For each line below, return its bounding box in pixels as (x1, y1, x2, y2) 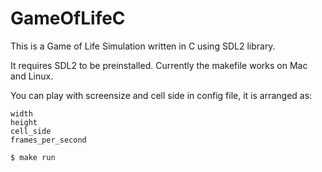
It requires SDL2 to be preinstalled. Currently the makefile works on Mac (10, 59, 308, 71)
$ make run (10, 152, 56, 162)
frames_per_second (10, 135, 87, 145)
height (10, 117, 38, 127)
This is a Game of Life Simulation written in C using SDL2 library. (10, 40, 276, 52)
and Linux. (10, 70, 54, 82)
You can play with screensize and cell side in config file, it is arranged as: (10, 89, 313, 101)
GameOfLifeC (10, 7, 126, 30)
